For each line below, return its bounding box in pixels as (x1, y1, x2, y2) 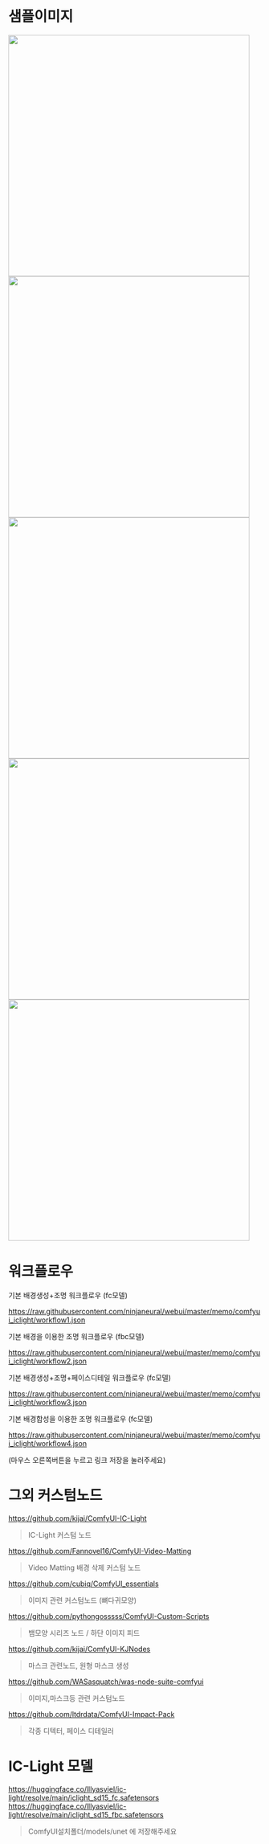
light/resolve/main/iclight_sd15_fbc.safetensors (8, 1809, 164, 1819)
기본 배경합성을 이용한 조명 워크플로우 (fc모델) (8, 1414, 153, 1424)
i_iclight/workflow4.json (8, 1438, 87, 1448)
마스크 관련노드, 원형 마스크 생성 (27, 1661, 129, 1670)
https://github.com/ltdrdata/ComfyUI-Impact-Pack (8, 1709, 175, 1719)
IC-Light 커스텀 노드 (27, 1530, 92, 1539)
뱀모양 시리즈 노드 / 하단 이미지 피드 (27, 1628, 141, 1637)
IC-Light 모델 (8, 1757, 94, 1775)
